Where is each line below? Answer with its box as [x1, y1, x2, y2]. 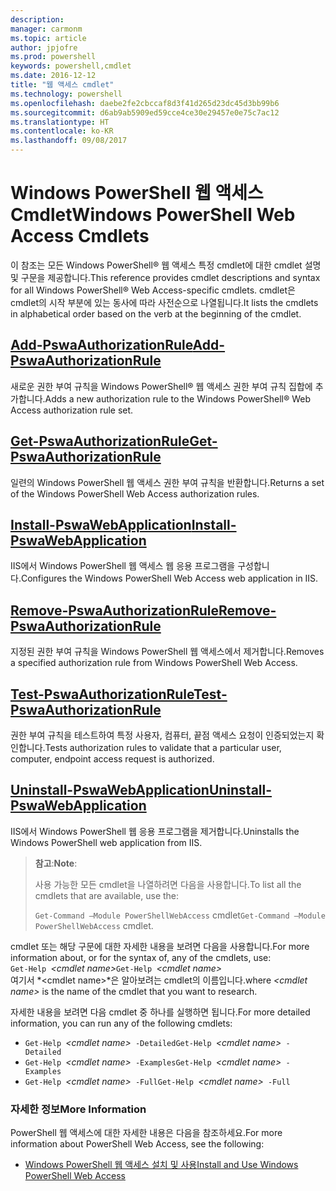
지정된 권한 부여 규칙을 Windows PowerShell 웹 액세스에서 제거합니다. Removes [10, 646, 325, 658]
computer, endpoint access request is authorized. [10, 753, 215, 765]
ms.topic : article [10, 33, 87, 43]
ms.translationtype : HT [10, 117, 110, 127]
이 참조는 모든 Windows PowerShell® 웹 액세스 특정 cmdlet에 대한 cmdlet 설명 [10, 259, 322, 271]
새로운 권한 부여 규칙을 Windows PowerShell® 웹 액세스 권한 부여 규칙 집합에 [10, 380, 313, 392]
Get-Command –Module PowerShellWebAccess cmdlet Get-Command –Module [34, 909, 326, 921]
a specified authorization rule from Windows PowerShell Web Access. [10, 657, 298, 669]
